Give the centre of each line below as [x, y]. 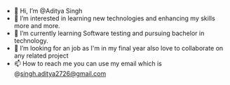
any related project [41, 55]
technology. [31, 41]
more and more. [37, 26]
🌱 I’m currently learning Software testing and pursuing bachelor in [109, 33]
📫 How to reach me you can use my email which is [88, 64]
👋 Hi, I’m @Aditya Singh [48, 11]
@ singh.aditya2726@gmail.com [60, 73]
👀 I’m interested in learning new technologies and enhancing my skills [114, 18]
